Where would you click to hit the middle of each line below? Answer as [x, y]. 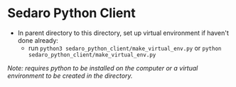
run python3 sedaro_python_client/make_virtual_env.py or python [125, 48]
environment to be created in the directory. [70, 76]
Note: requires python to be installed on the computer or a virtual [103, 68]
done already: [38, 40]
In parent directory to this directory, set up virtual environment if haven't [123, 33]
